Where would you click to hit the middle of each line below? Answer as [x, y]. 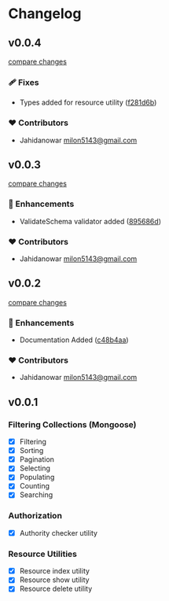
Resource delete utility [56, 589]
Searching [36, 495]
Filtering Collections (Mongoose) [72, 424]
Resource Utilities [42, 554]
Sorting [31, 451]
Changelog [45, 14]
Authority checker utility [59, 533]
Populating [37, 477]
